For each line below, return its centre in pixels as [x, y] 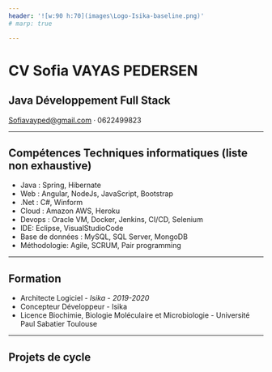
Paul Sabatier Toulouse [59, 324]
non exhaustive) [50, 166]
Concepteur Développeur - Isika [74, 307]
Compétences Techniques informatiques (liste [128, 153]
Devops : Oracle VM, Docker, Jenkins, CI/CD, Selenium [112, 220]
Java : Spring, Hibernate [60, 185]
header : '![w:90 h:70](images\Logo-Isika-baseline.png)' [106, 16]
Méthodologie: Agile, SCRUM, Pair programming [101, 246]
